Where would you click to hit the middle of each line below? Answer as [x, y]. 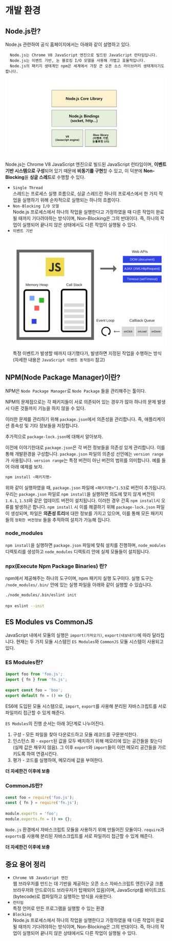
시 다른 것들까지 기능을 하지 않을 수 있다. [46, 408]
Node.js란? [23, 31]
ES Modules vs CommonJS [49, 622]
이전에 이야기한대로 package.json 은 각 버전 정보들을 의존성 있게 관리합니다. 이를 [85, 447]
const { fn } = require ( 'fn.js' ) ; [42, 803]
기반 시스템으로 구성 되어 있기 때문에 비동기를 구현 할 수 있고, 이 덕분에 [74, 171]
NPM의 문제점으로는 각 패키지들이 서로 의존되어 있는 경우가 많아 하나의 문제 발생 [85, 402]
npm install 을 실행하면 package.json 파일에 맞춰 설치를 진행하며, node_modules [86, 545]
